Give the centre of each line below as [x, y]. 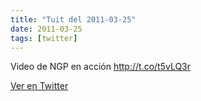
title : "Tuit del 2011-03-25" [73, 19]
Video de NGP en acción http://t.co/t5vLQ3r [101, 67]
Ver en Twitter [39, 86]
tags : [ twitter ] [44, 38]
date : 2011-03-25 [46, 29]
